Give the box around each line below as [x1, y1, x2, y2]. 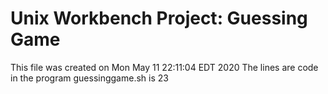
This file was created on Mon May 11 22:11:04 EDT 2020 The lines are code [10, 61, 319, 73]
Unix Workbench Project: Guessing [10, 7, 308, 30]
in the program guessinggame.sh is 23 [10, 72, 169, 84]
